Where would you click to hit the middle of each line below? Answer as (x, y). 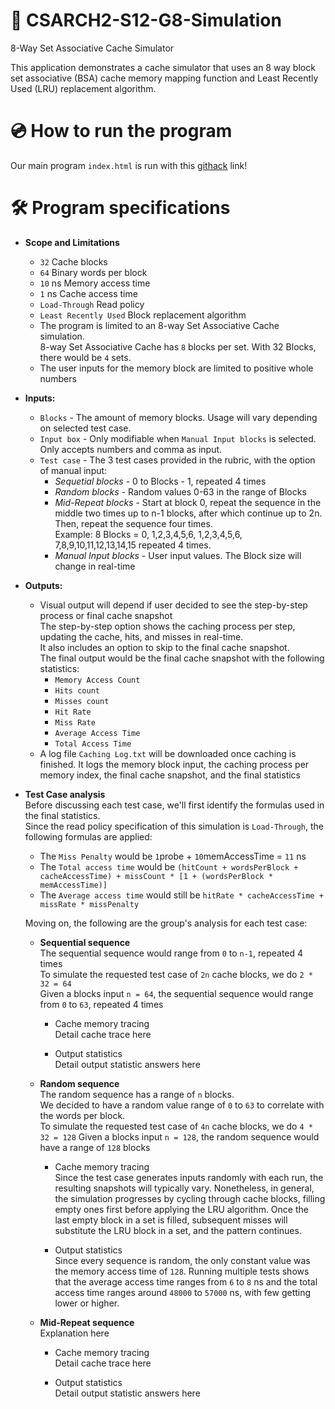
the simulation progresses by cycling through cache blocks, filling (190, 1198)
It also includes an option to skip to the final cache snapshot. (164, 647)
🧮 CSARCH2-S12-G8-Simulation (146, 20)
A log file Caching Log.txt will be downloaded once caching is (168, 753)
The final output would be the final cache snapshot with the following (182, 658)
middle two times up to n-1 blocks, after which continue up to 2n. (188, 513)
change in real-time (95, 566)
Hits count (77, 690)
